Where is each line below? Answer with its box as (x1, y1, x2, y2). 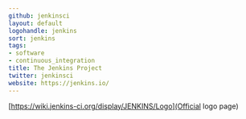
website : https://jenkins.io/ (8, 79, 110, 87)
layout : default (8, 19, 63, 27)
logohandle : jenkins (8, 27, 78, 35)
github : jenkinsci (8, 11, 70, 20)
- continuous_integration (8, 57, 95, 65)
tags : (8, 42, 27, 50)
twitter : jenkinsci (8, 72, 74, 80)
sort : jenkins (8, 34, 56, 43)
